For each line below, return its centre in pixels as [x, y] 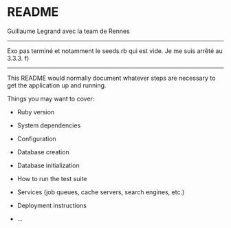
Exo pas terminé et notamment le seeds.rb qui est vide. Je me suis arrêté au [115, 51]
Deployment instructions [52, 205]
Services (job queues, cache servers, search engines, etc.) [101, 192]
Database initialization [48, 165]
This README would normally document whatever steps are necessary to [111, 78]
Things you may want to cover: [51, 99]
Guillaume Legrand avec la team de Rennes [69, 31]
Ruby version [36, 112]
